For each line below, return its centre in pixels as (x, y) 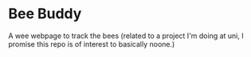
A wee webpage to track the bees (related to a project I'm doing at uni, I (126, 36)
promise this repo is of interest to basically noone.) (92, 44)
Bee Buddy (45, 14)
